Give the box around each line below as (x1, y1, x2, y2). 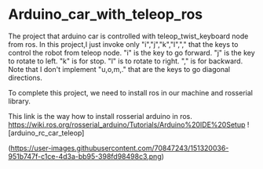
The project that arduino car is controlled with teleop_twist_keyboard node (8, 31, 249, 41)
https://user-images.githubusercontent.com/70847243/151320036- (10, 143, 229, 153)
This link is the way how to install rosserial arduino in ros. (8, 111, 192, 120)
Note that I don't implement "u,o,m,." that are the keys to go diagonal (8, 64, 230, 74)
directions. (8, 73, 43, 82)
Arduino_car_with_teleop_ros (8, 5, 203, 23)
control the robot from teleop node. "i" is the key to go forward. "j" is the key (8, 48, 255, 57)
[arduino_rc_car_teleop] (8, 128, 85, 138)
